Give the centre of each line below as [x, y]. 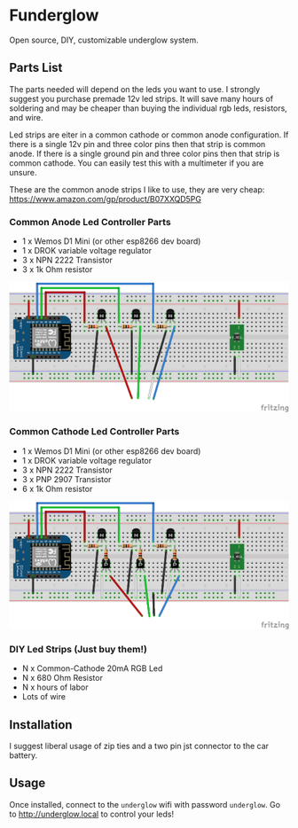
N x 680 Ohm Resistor [63, 678]
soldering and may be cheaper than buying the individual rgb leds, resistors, [149, 108]
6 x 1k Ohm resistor [57, 488]
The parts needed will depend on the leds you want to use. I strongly [135, 89]
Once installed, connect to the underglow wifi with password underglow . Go [145, 804]
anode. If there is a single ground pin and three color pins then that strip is [145, 153]
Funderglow [54, 16]
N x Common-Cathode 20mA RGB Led [92, 668]
